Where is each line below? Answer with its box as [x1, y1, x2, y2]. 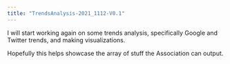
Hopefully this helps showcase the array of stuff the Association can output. [7, 49, 224, 57]
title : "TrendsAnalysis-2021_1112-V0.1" [7, 10, 126, 17]
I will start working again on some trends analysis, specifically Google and [7, 29, 218, 37]
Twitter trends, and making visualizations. [7, 35, 126, 44]
